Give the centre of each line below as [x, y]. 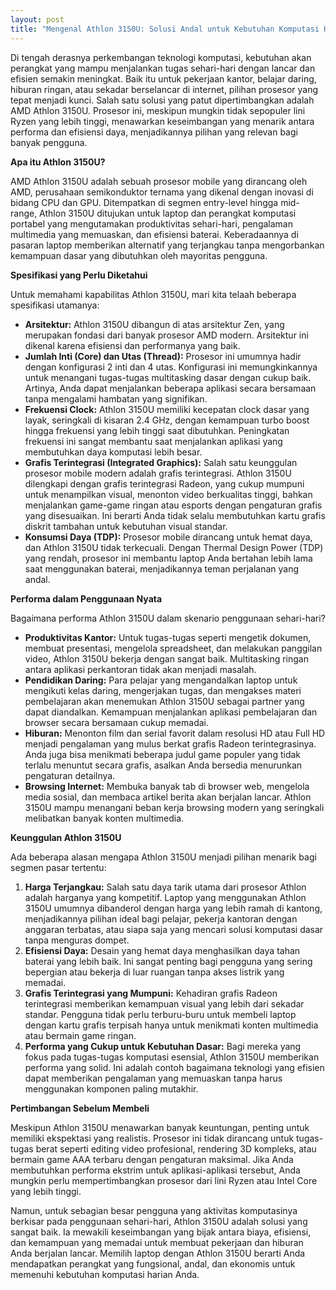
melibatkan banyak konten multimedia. [104, 818]
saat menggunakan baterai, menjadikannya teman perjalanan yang [162, 568]
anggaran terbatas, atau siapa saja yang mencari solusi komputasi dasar [174, 929]
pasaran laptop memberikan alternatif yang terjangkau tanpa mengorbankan [167, 245]
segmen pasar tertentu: [58, 867]
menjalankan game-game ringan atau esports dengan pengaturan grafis [173, 505]
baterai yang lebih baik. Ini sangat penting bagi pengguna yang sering [168, 961]
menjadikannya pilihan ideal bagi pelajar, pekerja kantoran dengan [161, 918]
